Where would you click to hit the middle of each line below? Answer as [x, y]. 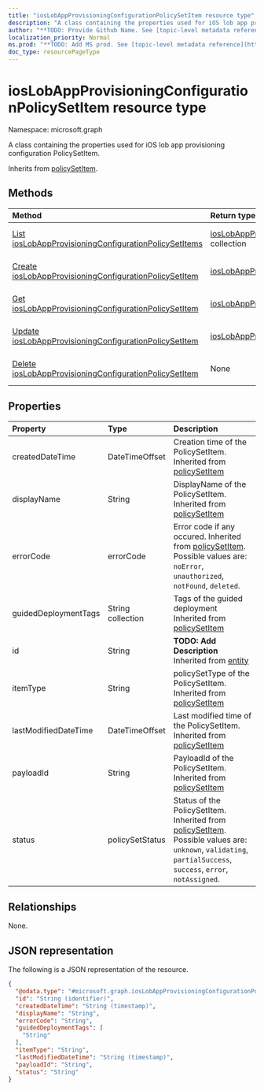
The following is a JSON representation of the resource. [98, 970]
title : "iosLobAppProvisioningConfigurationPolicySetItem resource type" [132, 15]
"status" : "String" [47, 1072]
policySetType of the [211, 673]
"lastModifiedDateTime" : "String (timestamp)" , [95, 1057]
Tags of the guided [208, 598]
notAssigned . [196, 879]
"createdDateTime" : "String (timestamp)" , [86, 1006]
